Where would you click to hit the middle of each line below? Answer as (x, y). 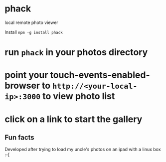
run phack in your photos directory (76, 52)
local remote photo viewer (31, 22)
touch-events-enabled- (100, 75)
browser (22, 86)
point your (26, 75)
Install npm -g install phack (34, 32)
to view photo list (79, 96)
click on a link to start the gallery (74, 119)
